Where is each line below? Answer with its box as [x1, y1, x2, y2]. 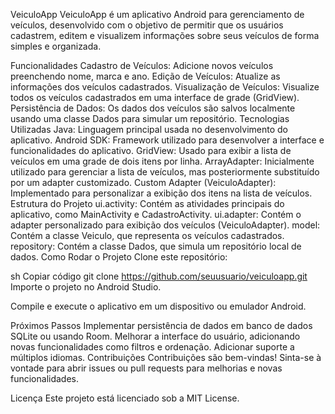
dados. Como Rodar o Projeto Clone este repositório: [10, 251, 228, 263]
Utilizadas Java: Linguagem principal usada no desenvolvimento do [10, 124, 288, 135]
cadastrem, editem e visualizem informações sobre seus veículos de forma [10, 30, 320, 41]
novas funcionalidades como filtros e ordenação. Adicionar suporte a [10, 341, 295, 353]
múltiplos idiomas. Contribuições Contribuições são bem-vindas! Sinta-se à [10, 352, 322, 363]
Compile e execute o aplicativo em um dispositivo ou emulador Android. [10, 300, 307, 312]
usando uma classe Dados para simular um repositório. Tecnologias [10, 113, 290, 124]
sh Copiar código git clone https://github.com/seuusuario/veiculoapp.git [10, 270, 308, 282]
